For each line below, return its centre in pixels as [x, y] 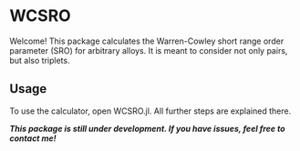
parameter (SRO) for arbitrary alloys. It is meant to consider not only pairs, [149, 50]
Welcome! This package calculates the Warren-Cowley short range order [147, 41]
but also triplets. [40, 60]
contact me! [33, 138]
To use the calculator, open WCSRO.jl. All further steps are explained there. [150, 111]
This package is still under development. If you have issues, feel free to [147, 128]
